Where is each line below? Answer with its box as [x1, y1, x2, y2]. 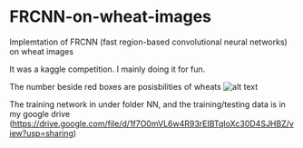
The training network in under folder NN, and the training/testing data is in [9, 98, 286, 110]
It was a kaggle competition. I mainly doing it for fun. [9, 64, 206, 74]
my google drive [9, 108, 71, 119]
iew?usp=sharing [9, 127, 74, 138]
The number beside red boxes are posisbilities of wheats [9, 81, 222, 92]
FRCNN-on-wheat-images [9, 6, 211, 27]
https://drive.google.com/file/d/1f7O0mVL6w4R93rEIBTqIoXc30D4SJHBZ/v [12, 118, 295, 129]
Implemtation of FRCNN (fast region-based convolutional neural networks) [9, 36, 288, 47]
